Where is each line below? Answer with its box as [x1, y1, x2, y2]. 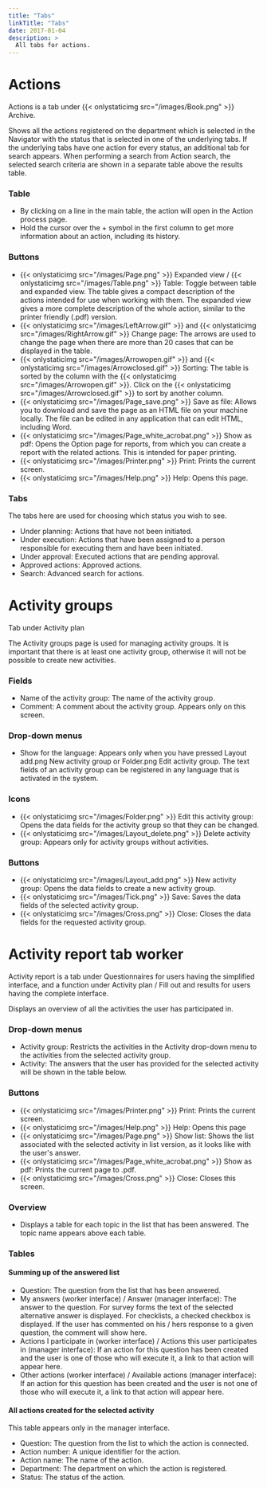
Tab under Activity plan [8, 622, 85, 632]
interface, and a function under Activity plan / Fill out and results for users [8, 980, 251, 990]
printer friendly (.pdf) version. [19, 312, 118, 321]
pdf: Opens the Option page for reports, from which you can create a [19, 439, 247, 449]
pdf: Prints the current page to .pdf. [19, 1164, 137, 1174]
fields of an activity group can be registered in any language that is [19, 765, 241, 775]
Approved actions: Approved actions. [19, 559, 143, 570]
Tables [8, 1248, 35, 1259]
